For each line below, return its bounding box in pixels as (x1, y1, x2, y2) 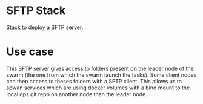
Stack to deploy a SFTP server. (6, 24, 84, 31)
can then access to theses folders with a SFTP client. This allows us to (6, 77, 182, 85)
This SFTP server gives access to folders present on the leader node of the (6, 65, 194, 72)
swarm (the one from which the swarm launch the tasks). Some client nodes (6, 71, 197, 79)
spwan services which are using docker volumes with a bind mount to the (6, 84, 190, 91)
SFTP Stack (6, 4, 65, 18)
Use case (6, 45, 54, 59)
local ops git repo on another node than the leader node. (6, 90, 147, 97)
